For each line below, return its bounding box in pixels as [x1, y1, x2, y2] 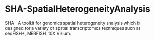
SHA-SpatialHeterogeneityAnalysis [5, 3, 150, 14]
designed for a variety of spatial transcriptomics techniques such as [5, 25, 141, 31]
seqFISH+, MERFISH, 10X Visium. [5, 30, 72, 36]
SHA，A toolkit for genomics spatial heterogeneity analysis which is [5, 20, 140, 26]
